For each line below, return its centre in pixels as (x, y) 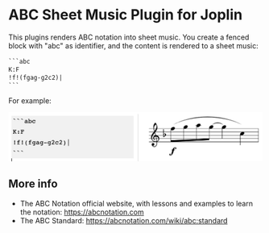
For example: (30, 100)
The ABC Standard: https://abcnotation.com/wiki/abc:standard (124, 220)
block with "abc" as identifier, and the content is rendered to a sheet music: (134, 45)
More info (33, 184)
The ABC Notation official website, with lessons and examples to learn (137, 203)
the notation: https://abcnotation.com (82, 212)
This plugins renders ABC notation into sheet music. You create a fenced (129, 37)
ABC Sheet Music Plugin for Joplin (126, 15)
